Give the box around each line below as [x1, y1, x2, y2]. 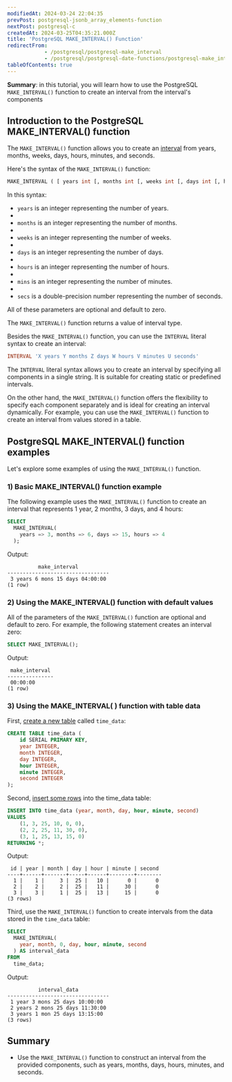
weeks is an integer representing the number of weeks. [17, 233, 171, 242]
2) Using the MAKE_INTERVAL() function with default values [7, 597, 214, 607]
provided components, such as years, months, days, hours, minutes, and [17, 1061, 224, 1069]
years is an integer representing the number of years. [17, 204, 169, 213]
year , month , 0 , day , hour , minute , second [19, 941, 147, 948]
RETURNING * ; [7, 840, 45, 847]
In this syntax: [7, 191, 47, 199]
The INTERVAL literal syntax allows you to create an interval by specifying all [7, 365, 221, 374]
